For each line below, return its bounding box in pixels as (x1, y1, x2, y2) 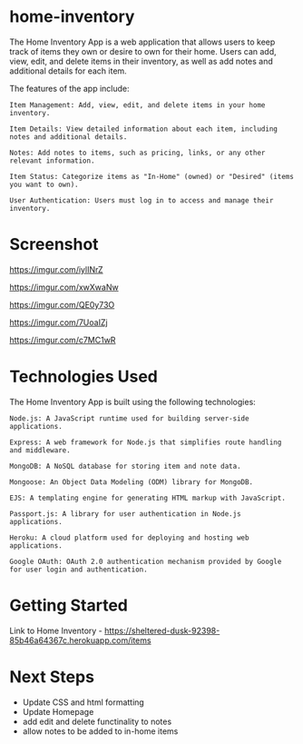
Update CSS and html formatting (22, 697, 145, 708)
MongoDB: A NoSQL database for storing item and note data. (9, 461, 242, 471)
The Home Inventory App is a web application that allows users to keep (9, 36, 276, 47)
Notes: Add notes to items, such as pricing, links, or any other (9, 148, 266, 157)
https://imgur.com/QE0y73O (9, 299, 115, 310)
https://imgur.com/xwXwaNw (9, 282, 120, 293)
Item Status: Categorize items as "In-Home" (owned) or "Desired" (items (9, 172, 295, 181)
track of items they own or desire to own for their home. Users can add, (9, 45, 277, 56)
